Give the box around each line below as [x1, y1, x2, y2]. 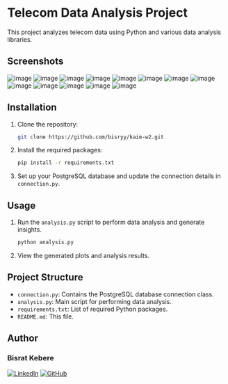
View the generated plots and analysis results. [17, 252, 150, 259]
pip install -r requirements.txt [17, 159, 115, 166]
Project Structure [7, 271, 83, 283]
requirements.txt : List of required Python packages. [17, 305, 168, 313]
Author [7, 333, 38, 344]
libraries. [7, 35, 33, 43]
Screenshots [7, 56, 64, 67]
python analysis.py [17, 239, 74, 246]
